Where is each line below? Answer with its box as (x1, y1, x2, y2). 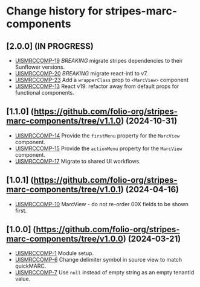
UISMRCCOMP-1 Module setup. (15, 250, 94, 257)
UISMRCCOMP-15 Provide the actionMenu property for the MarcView (15, 145, 182, 152)
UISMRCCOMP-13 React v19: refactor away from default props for (15, 83, 179, 90)
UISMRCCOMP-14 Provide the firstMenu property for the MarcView (15, 131, 180, 139)
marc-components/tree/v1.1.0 (6, 116, 121, 126)
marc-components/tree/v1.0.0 (6, 234, 124, 244)
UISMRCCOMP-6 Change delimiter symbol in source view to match (15, 256, 182, 263)
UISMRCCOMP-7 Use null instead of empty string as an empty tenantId (15, 269, 195, 276)
